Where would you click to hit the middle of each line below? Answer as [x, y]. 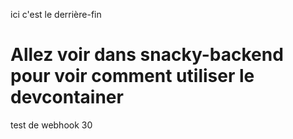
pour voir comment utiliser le [132, 76]
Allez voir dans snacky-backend [147, 55]
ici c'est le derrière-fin [56, 14]
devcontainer [67, 97]
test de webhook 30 [51, 125]
